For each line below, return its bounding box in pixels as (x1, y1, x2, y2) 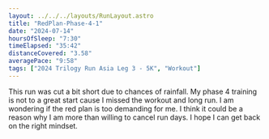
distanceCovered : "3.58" (8, 49, 92, 57)
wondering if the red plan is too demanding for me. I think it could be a (8, 103, 243, 113)
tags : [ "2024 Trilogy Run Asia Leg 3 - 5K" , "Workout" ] (8, 65, 201, 73)
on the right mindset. (8, 120, 79, 130)
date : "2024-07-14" (8, 27, 75, 35)
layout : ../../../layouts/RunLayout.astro (8, 11, 154, 20)
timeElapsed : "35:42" (8, 42, 82, 50)
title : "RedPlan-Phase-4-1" (8, 19, 104, 27)
